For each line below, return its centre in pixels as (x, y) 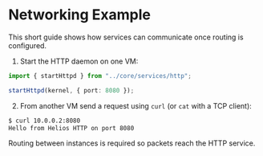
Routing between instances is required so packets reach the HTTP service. (132, 143)
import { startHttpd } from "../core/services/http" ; (100, 76)
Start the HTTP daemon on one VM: (79, 61)
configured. (27, 45)
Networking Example (79, 15)
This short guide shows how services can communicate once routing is (126, 37)
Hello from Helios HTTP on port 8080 (71, 128)
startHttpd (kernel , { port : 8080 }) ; (71, 90)
